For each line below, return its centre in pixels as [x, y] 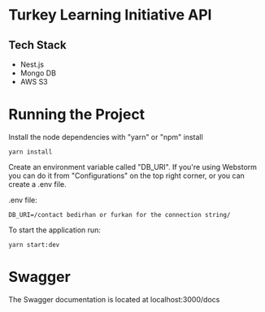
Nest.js [32, 64]
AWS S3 [34, 82]
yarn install [30, 152]
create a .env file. [37, 184]
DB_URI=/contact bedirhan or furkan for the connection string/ [119, 214]
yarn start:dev [34, 245]
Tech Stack [37, 45]
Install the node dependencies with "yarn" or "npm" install [106, 136]
